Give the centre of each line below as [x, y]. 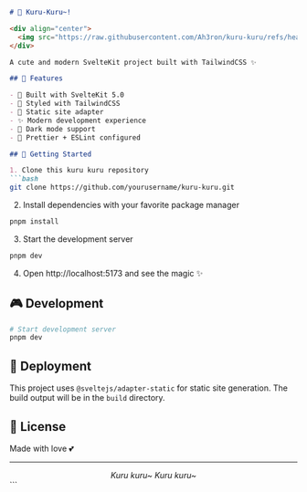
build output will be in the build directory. [88, 398]
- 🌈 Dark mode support [53, 129]
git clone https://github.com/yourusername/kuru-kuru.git [122, 188]
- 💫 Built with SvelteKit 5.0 [67, 95]
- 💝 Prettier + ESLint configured [75, 137]
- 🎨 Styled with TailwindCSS [65, 104]
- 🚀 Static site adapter [57, 112]
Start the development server [78, 239]
